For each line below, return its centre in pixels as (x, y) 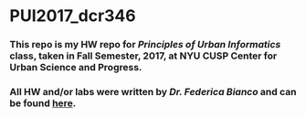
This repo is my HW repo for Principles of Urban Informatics (145, 45)
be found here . (43, 103)
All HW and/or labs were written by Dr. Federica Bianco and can (153, 92)
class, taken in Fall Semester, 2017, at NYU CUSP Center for (143, 56)
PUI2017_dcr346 (73, 16)
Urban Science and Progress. (76, 68)
